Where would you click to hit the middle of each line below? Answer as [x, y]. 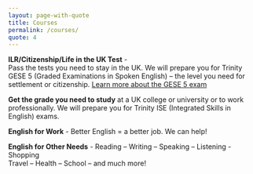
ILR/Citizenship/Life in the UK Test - [68, 60]
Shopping [24, 155]
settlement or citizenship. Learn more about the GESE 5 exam [108, 85]
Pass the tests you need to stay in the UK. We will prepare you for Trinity [125, 68]
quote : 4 [22, 37]
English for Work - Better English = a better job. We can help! [108, 132]
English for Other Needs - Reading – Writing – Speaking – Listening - [120, 147]
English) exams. [34, 116]
